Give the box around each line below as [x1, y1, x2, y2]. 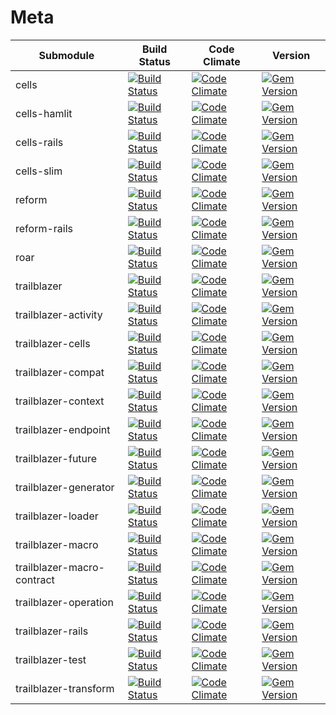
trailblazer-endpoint [15, 422, 111, 436]
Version [272, 48, 311, 62]
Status [138, 54, 171, 68]
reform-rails [15, 221, 73, 235]
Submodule [38, 48, 95, 62]
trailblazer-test [15, 652, 87, 666]
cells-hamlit [15, 106, 73, 120]
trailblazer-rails [15, 624, 89, 638]
